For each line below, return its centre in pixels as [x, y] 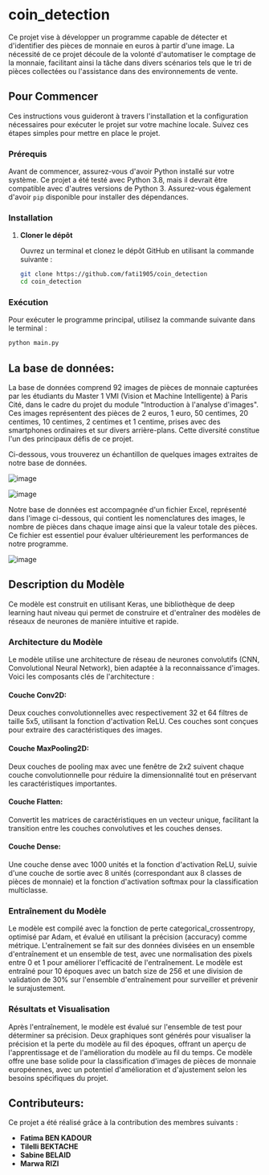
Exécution [29, 302]
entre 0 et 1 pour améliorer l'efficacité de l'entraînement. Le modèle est [126, 963]
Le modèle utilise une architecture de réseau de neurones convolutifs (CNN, [134, 659]
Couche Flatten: [36, 802]
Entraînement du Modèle [57, 910]
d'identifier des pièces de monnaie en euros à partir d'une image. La [122, 45]
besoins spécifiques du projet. [58, 1078]
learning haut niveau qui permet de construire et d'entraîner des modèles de [134, 612]
